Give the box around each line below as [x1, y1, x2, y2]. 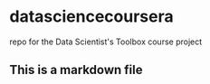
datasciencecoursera [9, 6, 174, 27]
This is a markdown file [9, 62, 143, 78]
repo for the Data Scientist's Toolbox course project [9, 36, 203, 47]
